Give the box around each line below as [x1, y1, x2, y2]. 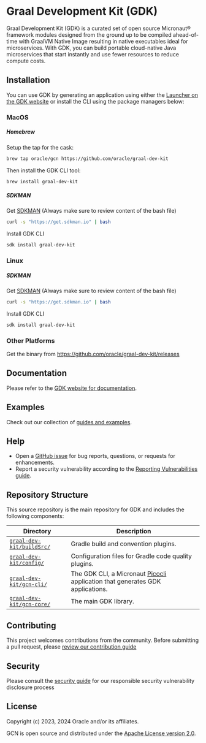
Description [116, 527, 151, 536]
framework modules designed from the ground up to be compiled [6, 31, 172, 38]
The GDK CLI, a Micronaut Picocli [71, 570, 167, 578]
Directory [23, 527, 51, 536]
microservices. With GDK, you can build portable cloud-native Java [6, 44, 177, 51]
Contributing [6, 620, 56, 631]
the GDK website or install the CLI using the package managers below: [6, 97, 185, 105]
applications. [71, 585, 108, 593]
